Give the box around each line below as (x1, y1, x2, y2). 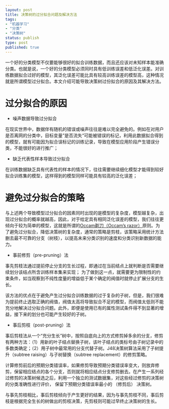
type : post (5, 40, 28, 45)
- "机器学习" (5, 21, 30, 27)
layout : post (5, 7, 33, 13)
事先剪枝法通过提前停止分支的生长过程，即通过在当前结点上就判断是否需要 (5, 262, 159, 268)
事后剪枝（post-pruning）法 (12, 322, 71, 328)
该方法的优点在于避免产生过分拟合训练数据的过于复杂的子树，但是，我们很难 (5, 292, 164, 298)
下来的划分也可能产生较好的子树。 (18, 311, 89, 317)
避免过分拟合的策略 (5, 192, 85, 203)
